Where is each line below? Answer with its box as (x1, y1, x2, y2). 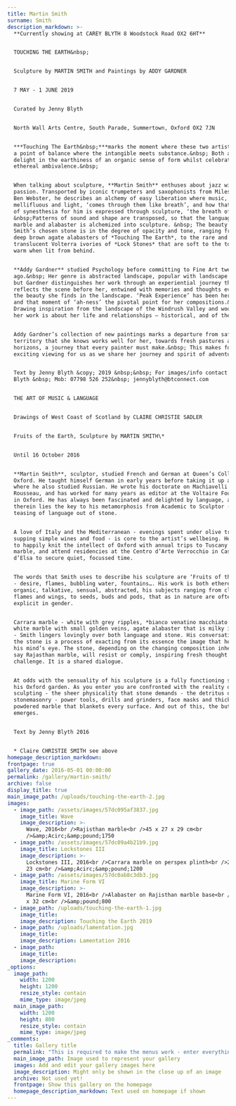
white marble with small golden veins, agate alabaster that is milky (13, 625, 225, 633)
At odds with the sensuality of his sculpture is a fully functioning (13, 677, 225, 684)
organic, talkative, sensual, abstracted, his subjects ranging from (13, 586, 221, 594)
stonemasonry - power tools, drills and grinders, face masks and (13, 697, 212, 704)
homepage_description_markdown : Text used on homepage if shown (13, 1088, 206, 1095)
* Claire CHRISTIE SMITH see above (13, 747, 118, 754)
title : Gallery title (13, 1042, 77, 1050)
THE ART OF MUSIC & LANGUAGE (13, 395, 99, 402)
